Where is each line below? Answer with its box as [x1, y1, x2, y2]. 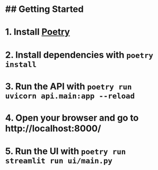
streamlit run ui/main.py [5, 156, 113, 166]
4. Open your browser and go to [5, 112, 139, 123]
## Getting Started [5, 3, 84, 15]
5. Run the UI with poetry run [5, 146, 126, 157]
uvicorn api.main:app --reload [5, 91, 135, 101]
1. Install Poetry [5, 26, 70, 38]
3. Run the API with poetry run [5, 81, 132, 92]
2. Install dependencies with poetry [5, 49, 154, 60]
